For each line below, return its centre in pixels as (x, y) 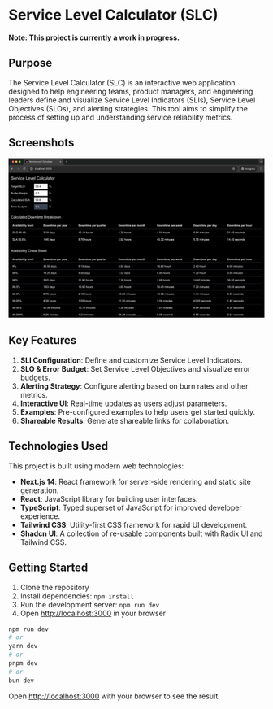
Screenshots (41, 143)
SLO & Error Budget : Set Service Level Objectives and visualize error (135, 368)
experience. (40, 516)
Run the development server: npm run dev (90, 604)
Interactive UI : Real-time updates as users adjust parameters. (123, 403)
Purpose (30, 63)
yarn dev (23, 646)
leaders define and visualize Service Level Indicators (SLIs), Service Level (132, 100)
